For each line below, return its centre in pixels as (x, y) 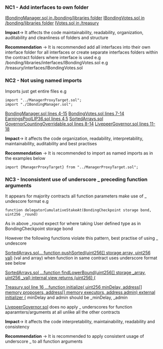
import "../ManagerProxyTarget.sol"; (43, 100)
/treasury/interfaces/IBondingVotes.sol (44, 68)
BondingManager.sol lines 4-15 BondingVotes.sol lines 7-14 (65, 113)
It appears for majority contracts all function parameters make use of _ (76, 196)
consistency (17, 327)
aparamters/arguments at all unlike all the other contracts (63, 312)
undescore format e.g (27, 201)
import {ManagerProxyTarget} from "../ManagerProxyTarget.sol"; (72, 167)
